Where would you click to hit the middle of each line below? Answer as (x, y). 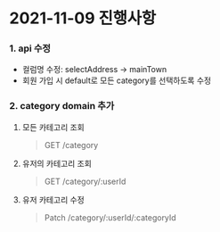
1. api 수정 (30, 48)
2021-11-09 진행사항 (83, 18)
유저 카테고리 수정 (53, 199)
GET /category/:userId (85, 181)
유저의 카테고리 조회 (57, 163)
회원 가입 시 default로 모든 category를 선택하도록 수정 (117, 80)
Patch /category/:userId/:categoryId (110, 217)
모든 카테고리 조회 (53, 127)
